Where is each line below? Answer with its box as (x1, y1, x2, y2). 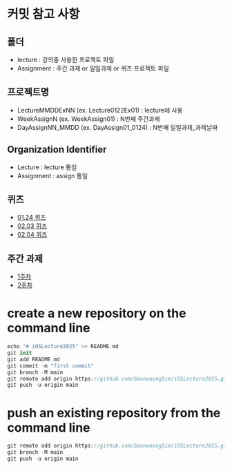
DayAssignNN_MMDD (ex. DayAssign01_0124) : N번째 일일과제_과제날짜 (17, 123, 218, 131)
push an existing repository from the (7, 405, 221, 421)
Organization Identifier (7, 144, 107, 155)
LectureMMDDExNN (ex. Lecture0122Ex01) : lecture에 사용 (17, 106, 183, 114)
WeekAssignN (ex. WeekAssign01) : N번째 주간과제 (17, 115, 160, 123)
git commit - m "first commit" (7, 362, 95, 370)
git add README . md (7, 356, 60, 363)
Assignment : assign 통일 (17, 171, 88, 180)
